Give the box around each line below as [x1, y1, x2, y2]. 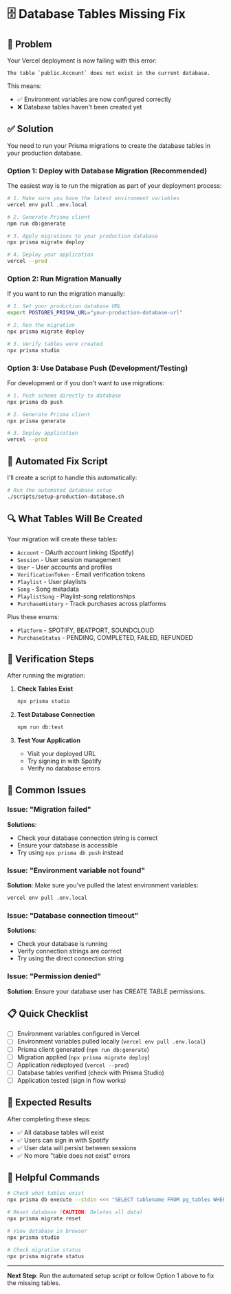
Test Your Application [16, 736, 81, 744]
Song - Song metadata [16, 585, 79, 593]
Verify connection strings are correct [16, 947, 122, 956]
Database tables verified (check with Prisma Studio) [16, 1068, 165, 1077]
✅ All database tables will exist [16, 1128, 104, 1136]
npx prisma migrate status [7, 1253, 85, 1260]
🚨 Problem [7, 38, 52, 50]
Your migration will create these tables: [7, 535, 118, 543]
